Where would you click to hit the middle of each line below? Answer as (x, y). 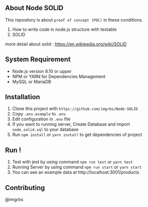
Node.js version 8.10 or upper (42, 71)
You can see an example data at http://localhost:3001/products (76, 172)
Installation (23, 97)
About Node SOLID (34, 8)
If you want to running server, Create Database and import (71, 124)
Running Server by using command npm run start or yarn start (77, 167)
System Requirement (38, 59)
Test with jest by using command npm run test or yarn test (73, 162)
